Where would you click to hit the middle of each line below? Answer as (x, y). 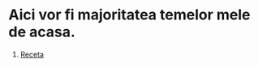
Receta (32, 54)
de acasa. (42, 32)
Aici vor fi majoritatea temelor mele (129, 15)
